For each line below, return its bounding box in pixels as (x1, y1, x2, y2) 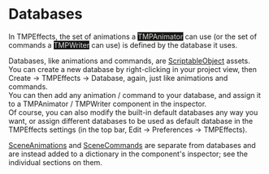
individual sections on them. (8, 157, 103, 167)
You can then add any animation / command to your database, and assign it (8, 90, 262, 100)
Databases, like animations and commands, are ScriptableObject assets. (8, 56, 250, 66)
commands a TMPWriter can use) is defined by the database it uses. (8, 40, 238, 49)
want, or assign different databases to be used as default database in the (8, 116, 254, 125)
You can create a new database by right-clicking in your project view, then (8, 64, 258, 74)
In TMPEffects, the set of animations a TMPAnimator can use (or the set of (8, 32, 258, 41)
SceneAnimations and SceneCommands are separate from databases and (8, 140, 256, 150)
